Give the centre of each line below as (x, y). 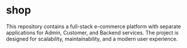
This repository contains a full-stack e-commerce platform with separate (93, 26)
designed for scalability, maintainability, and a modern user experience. (92, 39)
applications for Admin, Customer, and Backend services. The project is (92, 32)
